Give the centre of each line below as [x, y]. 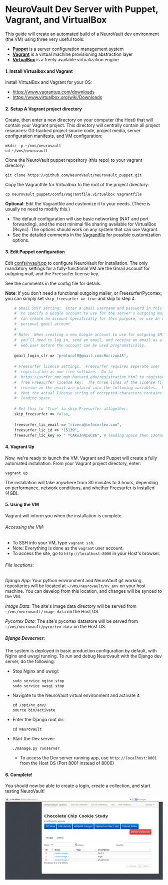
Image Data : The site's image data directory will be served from [71, 606]
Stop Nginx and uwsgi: [36, 671]
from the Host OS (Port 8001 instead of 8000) [67, 763]
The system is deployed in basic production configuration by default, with [81, 651]
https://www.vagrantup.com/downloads [53, 92]
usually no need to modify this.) [38, 209]
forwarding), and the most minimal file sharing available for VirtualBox [84, 224]
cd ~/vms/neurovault [27, 151]
